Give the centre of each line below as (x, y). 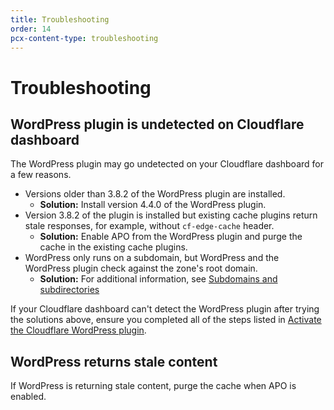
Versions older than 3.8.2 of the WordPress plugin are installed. (155, 194)
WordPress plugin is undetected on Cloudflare (157, 124)
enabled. (28, 397)
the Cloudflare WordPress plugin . (78, 330)
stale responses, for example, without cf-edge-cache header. (149, 226)
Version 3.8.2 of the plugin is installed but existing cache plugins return (171, 215)
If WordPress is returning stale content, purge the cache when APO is (153, 386)
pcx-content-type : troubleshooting (84, 38)
